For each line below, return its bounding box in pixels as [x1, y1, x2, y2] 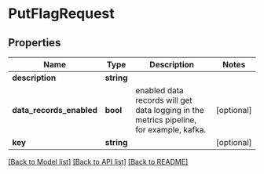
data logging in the [135, 105, 204, 115]
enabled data [135, 85, 184, 96]
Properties [8, 36, 61, 49]
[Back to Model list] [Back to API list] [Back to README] [8, 158, 189, 166]
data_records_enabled [12, 105, 98, 115]
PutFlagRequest [8, 5, 115, 23]
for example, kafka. [135, 125, 207, 135]
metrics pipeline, [135, 114, 197, 125]
